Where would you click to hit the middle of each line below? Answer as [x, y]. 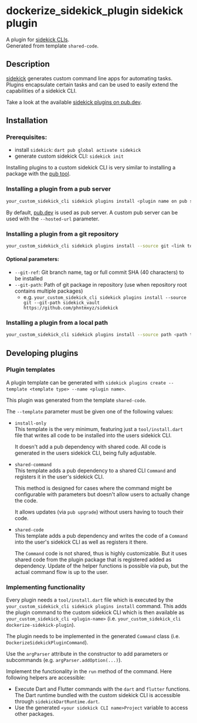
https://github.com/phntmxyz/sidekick [71, 308]
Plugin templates [31, 369]
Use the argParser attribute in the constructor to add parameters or [87, 654]
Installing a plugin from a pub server [59, 189]
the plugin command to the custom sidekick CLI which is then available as [95, 612]
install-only [30, 423]
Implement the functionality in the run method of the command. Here [89, 671]
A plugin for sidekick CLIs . [38, 39]
